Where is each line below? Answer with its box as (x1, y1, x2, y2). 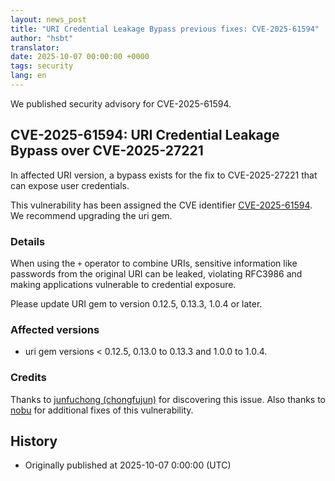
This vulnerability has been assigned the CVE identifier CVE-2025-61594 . (10, 199, 313, 211)
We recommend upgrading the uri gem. (10, 209, 173, 221)
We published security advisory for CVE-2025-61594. (10, 97, 232, 110)
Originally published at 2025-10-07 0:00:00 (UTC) (24, 459, 232, 471)
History (10, 432, 58, 450)
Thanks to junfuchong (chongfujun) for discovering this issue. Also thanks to (10, 393, 326, 405)
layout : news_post (10, 14, 87, 25)
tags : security (10, 61, 74, 71)
